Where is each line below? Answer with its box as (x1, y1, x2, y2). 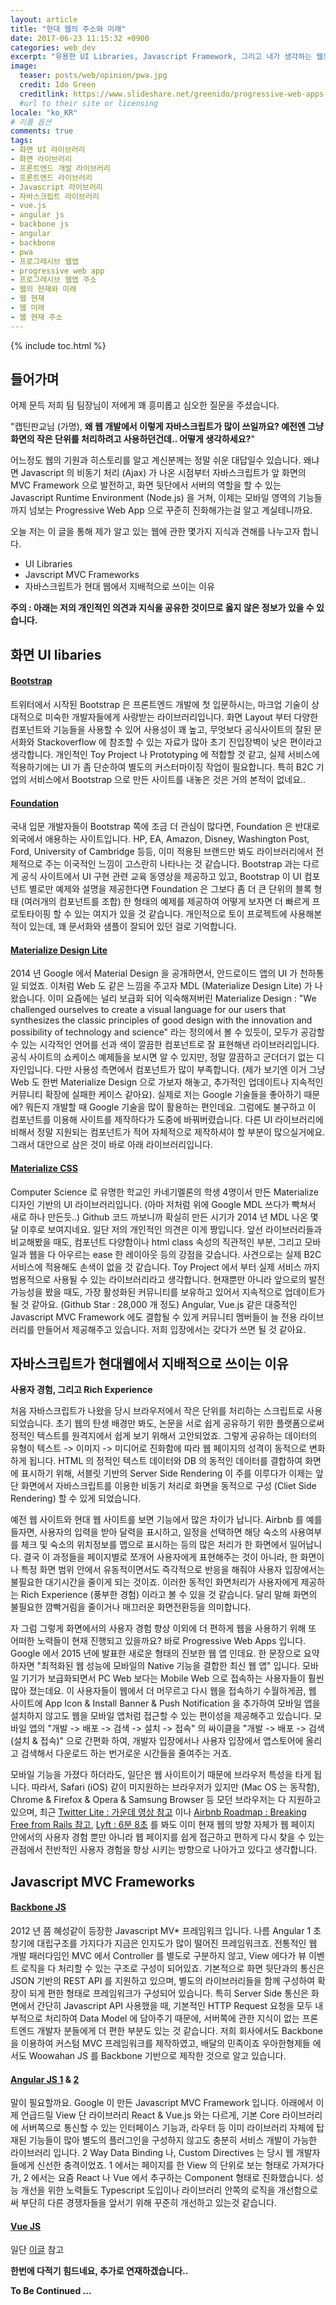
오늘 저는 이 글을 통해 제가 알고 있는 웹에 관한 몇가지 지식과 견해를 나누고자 (10, 526, 301, 538)
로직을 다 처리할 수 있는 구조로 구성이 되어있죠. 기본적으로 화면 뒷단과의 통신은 (20, 1962, 325, 1975)
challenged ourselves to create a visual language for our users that (10, 1004, 286, 1016)
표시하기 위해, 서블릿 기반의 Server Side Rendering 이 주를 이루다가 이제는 (20, 1467, 313, 1480)
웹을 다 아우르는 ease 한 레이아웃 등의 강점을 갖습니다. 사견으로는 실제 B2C (28, 1248, 322, 1260)
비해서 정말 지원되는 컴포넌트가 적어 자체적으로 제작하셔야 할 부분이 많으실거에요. (10, 1126, 326, 1138)
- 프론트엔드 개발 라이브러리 (10, 163, 111, 173)
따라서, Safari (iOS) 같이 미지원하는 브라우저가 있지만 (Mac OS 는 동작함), (31, 1781, 320, 1793)
